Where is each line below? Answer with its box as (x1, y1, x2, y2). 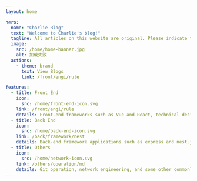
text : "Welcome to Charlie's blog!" (11, 30, 101, 36)
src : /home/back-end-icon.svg (21, 128, 95, 134)
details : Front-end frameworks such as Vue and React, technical (16, 112, 180, 118)
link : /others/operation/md (16, 161, 85, 167)
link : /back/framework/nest (16, 133, 85, 140)
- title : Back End (11, 117, 56, 123)
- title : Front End (11, 90, 59, 96)
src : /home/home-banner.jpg (16, 46, 85, 53)
